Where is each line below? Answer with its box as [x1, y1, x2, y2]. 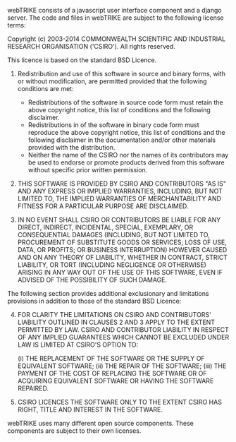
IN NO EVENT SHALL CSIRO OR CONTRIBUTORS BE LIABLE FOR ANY [17, 215, 221, 224]
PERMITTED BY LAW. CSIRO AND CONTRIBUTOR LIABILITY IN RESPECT [17, 325, 229, 334]
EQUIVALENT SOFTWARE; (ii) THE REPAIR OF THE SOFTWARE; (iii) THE [17, 362, 227, 370]
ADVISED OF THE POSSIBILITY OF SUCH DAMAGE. [17, 275, 168, 284]
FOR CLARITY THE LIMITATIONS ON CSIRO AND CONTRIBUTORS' [17, 311, 211, 318]
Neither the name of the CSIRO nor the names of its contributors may [27, 151, 229, 159]
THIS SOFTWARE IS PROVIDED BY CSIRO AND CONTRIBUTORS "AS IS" [17, 179, 227, 188]
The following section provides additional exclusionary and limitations [7, 289, 209, 297]
